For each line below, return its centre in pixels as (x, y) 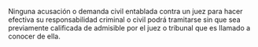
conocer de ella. (34, 36)
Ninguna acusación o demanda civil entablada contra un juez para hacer (125, 11)
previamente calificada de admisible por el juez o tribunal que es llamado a (129, 28)
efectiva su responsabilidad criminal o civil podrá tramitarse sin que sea (124, 20)
